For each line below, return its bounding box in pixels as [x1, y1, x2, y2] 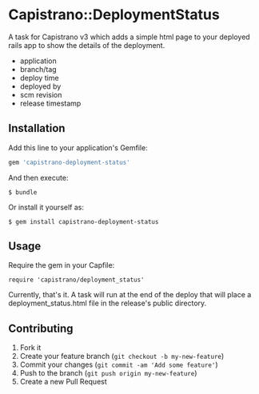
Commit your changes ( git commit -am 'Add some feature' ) [19, 360, 218, 369]
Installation [8, 121, 66, 135]
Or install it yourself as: [8, 202, 84, 212]
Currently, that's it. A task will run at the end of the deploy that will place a [8, 290, 252, 300]
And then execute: [8, 173, 69, 182]
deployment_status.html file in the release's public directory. [8, 298, 207, 308]
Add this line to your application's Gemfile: [8, 142, 148, 153]
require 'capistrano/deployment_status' [8, 276, 145, 285]
